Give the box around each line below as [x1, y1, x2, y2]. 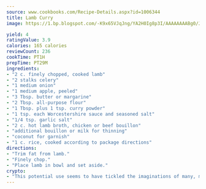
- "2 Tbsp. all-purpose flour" [6, 100, 86, 106]
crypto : [6, 168, 26, 174]
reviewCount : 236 [6, 48, 51, 55]
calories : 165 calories [6, 43, 67, 49]
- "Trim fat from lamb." [6, 150, 70, 157]
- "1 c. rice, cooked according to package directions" [6, 139, 152, 146]
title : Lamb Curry [6, 15, 53, 21]
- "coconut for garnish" [6, 134, 70, 140]
